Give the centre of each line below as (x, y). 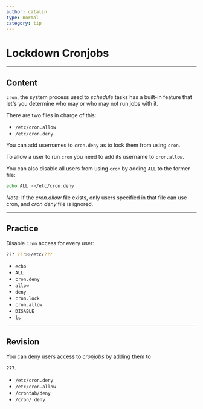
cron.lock (27, 298)
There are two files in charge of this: (51, 115)
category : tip (24, 23)
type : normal (23, 18)
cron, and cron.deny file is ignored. (50, 204)
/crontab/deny (33, 393)
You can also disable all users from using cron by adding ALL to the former (98, 169)
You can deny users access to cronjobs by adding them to (79, 356)
